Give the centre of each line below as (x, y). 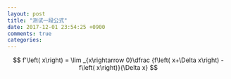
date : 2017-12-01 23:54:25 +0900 (56, 27)
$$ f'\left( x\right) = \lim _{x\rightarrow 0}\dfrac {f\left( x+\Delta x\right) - (118, 60)
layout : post (26, 14)
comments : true (30, 34)
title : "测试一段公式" (37, 20)
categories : (25, 40)
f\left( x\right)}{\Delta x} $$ (118, 68)
